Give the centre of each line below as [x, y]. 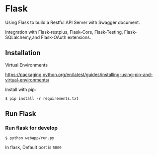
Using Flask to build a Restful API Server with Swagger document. [73, 22]
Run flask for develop [32, 128]
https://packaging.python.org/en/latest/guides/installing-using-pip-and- [79, 75]
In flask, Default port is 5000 [34, 148]
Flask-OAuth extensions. [66, 37]
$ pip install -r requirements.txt [42, 98]
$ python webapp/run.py [30, 138]
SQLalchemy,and [23, 37]
